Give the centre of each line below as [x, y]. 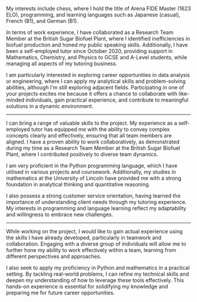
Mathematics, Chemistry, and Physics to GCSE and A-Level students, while [97, 57]
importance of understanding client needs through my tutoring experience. [96, 202]
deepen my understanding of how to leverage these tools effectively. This [95, 280]
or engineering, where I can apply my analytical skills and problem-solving [96, 81]
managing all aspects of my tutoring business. [62, 63]
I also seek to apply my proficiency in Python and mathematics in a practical [98, 268]
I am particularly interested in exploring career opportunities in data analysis [98, 75]
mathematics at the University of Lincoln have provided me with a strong [94, 178]
